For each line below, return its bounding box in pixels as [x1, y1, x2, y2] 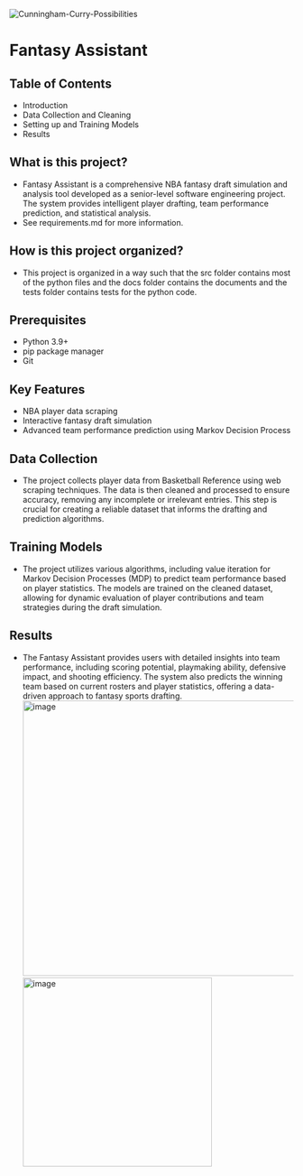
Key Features [9, 382, 86, 397]
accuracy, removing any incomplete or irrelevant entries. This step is [22, 495, 278, 505]
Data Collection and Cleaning [22, 109, 132, 120]
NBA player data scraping [22, 406, 118, 417]
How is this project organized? [9, 244, 184, 259]
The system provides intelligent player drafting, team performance [22, 198, 269, 208]
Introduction [22, 100, 69, 110]
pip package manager [22, 346, 105, 357]
